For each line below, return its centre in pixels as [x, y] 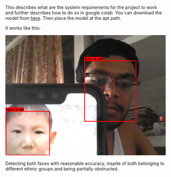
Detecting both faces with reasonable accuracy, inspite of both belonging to [85, 163]
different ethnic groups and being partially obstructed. [62, 169]
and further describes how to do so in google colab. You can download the [84, 13]
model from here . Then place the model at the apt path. [63, 18]
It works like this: [23, 28]
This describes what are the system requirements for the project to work [81, 7]
